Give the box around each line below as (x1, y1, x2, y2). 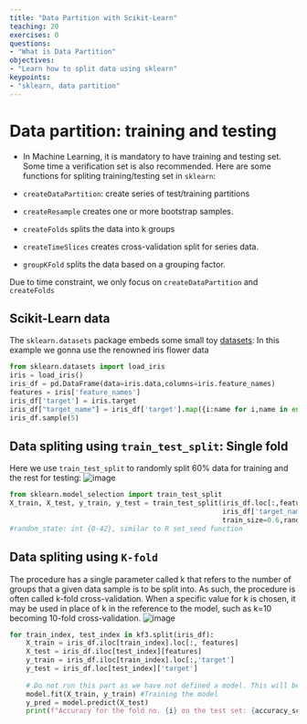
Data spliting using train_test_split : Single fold (9, 438, 289, 454)
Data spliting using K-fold (9, 550, 158, 565)
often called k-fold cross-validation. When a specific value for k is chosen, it (9, 593, 296, 603)
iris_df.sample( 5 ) (9, 413, 79, 423)
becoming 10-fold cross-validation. (9, 613, 142, 624)
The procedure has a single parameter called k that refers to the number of (9, 573, 292, 584)
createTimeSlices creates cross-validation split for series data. (22, 241, 259, 252)
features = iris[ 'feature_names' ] (9, 388, 142, 397)
